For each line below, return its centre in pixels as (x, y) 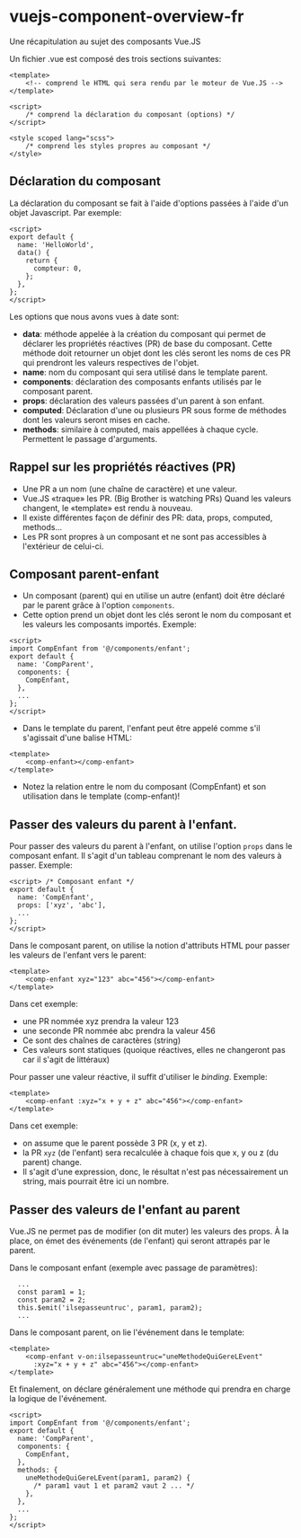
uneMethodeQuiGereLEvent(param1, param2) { (108, 1478)
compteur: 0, (58, 268)
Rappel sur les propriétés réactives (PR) (123, 468)
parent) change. (52, 1162)
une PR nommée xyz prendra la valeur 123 (101, 1021)
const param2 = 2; (52, 1300)
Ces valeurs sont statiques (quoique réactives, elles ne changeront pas (154, 1050)
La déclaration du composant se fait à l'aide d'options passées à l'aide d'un (149, 203)
